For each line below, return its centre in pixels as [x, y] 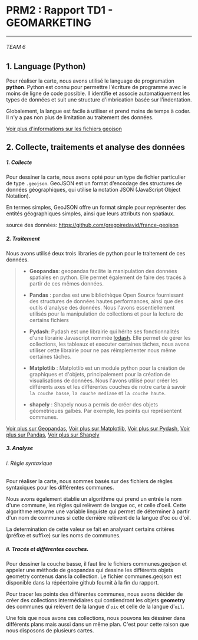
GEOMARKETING [49, 23]
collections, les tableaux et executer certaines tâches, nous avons [109, 344]
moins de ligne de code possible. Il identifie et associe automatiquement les [98, 93]
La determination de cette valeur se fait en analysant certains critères [90, 529]
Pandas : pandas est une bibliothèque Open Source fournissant [106, 295]
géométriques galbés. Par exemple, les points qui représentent [105, 411]
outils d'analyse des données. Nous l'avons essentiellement [102, 307]
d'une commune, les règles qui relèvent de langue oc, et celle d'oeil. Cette [96, 506]
